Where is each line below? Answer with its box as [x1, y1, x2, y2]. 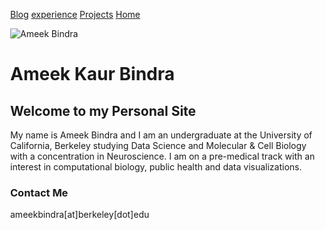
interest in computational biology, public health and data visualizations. [10, 161, 303, 173]
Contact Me [10, 185, 69, 199]
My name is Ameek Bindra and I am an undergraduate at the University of [10, 129, 313, 141]
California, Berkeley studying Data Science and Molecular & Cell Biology [10, 140, 307, 151]
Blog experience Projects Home [10, 9, 141, 20]
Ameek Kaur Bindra [10, 63, 176, 86]
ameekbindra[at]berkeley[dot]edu [10, 209, 150, 221]
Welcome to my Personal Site [10, 102, 197, 119]
